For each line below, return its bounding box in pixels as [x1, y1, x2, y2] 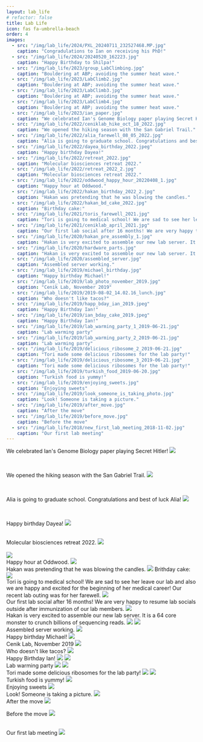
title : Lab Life [6, 20, 47, 26]
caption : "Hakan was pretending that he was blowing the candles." [17, 194, 190, 200]
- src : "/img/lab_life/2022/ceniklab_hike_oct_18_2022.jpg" [11, 121, 166, 127]
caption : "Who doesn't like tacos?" [17, 295, 110, 302]
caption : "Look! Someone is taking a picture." [17, 396, 139, 402]
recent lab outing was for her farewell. [6, 592, 101, 599]
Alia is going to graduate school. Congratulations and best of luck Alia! [6, 496, 181, 503]
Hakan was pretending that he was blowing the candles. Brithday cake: [6, 566, 191, 573]
